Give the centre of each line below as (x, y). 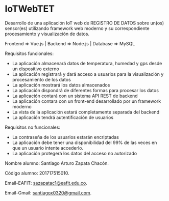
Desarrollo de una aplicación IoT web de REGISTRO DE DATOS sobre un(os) (84, 23)
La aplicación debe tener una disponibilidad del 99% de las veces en (84, 142)
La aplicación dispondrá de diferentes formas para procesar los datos (86, 90)
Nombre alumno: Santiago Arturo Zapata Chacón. (57, 163)
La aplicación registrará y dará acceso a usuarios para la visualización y (88, 74)
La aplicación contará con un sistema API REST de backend (75, 96)
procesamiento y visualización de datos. (47, 34)
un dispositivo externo (35, 69)
